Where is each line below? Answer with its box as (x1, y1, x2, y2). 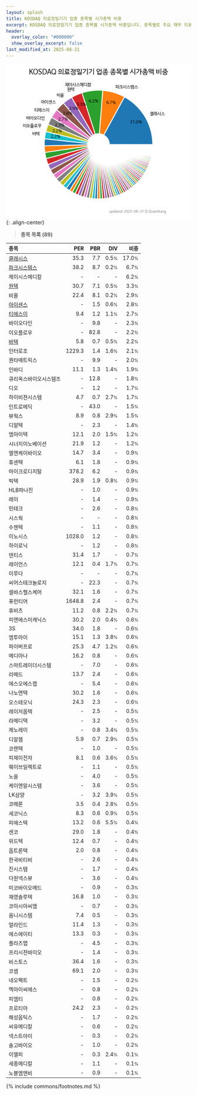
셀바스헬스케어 (8, 588, 42, 596)
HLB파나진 (8, 486, 33, 493)
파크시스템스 (8, 264, 38, 271)
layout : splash (6, 9, 43, 15)
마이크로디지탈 (8, 468, 42, 475)
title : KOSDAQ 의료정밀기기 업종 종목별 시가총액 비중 (6, 15, 122, 22)
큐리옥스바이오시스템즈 (8, 375, 61, 382)
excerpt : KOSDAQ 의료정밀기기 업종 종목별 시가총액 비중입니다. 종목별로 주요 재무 (6, 22, 182, 28)
